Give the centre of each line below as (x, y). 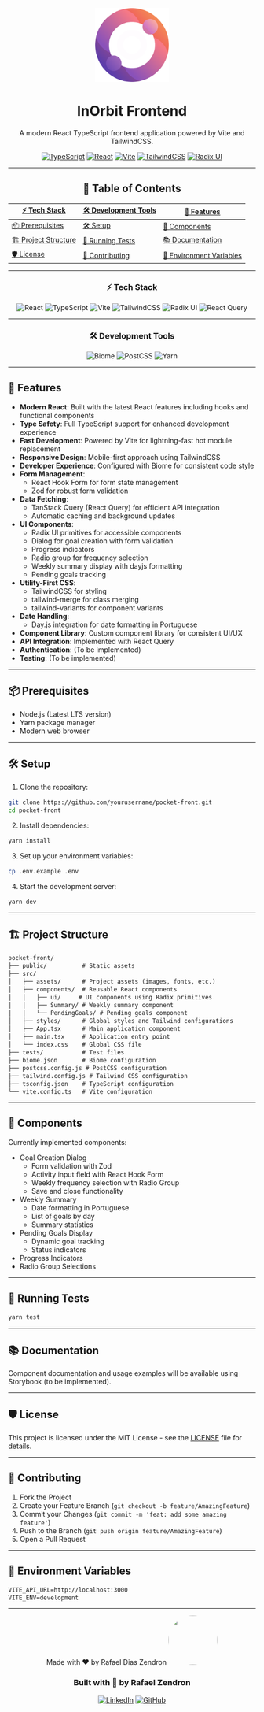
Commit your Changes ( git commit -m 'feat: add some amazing (123, 1514)
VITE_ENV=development (44, 1598)
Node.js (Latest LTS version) (65, 714)
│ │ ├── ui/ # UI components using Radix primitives (110, 997)
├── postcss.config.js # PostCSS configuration (88, 1068)
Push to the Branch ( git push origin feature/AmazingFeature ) (121, 1530)
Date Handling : (44, 616)
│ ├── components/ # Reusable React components (93, 989)
